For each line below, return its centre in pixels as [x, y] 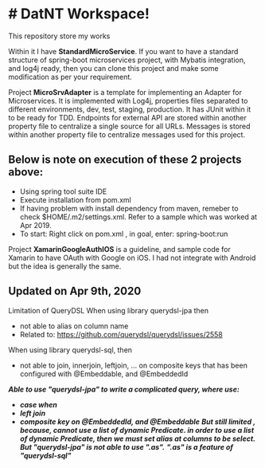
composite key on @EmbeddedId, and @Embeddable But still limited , [138, 421]
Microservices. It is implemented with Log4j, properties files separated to [128, 100]
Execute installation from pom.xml [75, 199]
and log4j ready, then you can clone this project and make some [113, 68]
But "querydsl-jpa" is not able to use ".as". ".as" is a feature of [126, 446]
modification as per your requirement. [70, 77]
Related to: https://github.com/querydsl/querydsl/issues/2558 [121, 334]
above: [26, 172]
